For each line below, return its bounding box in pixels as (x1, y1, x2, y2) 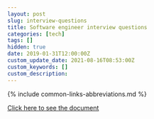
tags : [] (7, 37, 33, 44)
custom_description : (7, 70, 69, 77)
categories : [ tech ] (7, 30, 65, 38)
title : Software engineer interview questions (7, 24, 148, 31)
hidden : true (7, 43, 46, 51)
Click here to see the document (7, 103, 99, 112)
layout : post (7, 10, 46, 18)
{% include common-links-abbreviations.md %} (7, 90, 147, 98)
